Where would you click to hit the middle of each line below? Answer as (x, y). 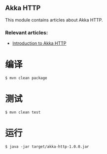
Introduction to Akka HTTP (39, 43)
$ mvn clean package (26, 78)
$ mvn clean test (23, 112)
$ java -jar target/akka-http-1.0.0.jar (47, 147)
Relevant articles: (27, 32)
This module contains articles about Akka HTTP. (54, 20)
